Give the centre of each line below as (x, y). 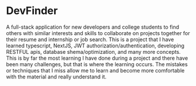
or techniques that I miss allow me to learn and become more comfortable (95, 70)
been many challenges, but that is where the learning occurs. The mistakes (97, 64)
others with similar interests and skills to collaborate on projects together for (98, 33)
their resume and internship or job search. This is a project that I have (90, 39)
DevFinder (32, 11)
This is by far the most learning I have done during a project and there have (97, 58)
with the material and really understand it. (56, 77)
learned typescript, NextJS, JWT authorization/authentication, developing (95, 46)
